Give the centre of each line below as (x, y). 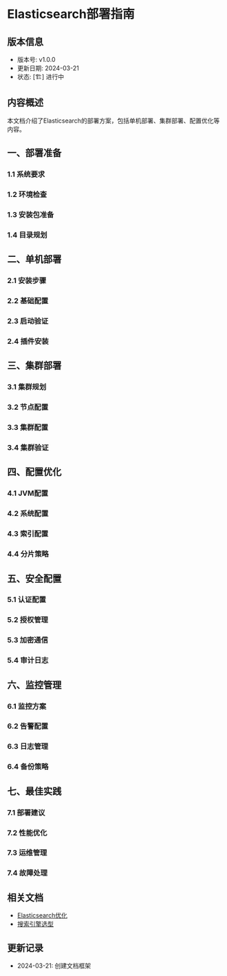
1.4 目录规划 (27, 235)
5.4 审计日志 (28, 661)
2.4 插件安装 (28, 341)
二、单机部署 (34, 259)
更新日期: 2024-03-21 (48, 68)
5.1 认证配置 (27, 600)
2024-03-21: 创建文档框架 (54, 966)
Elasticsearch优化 (42, 915)
